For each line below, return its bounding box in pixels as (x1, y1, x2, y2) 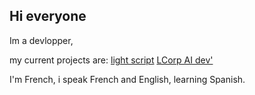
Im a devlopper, (9, 34, 74, 46)
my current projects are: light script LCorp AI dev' (9, 54, 214, 66)
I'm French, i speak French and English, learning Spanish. (9, 73, 246, 85)
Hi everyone (9, 8, 87, 25)
